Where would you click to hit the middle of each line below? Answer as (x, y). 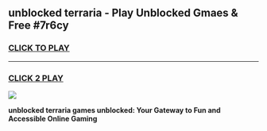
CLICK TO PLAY (39, 48)
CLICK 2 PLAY (36, 78)
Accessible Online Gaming (53, 118)
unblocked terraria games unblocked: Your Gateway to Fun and (114, 110)
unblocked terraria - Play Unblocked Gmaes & (123, 13)
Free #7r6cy (39, 26)
